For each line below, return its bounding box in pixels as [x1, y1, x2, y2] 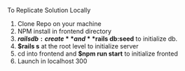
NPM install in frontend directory [17, 27, 112, 35]
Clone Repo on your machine [17, 20, 102, 27]
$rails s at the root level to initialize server [17, 42, 139, 50]
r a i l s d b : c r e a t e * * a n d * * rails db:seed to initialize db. [17, 34, 178, 43]
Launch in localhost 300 [17, 57, 88, 65]
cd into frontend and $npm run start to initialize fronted [17, 49, 179, 58]
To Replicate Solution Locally [7, 6, 91, 14]
